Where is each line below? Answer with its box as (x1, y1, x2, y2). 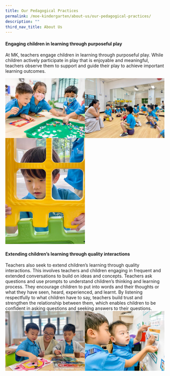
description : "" (5, 19, 40, 24)
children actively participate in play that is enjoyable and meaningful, (5, 57, 149, 64)
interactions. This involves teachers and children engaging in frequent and (5, 268, 161, 274)
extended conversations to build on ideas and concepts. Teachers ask (5, 273, 153, 279)
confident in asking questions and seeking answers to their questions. (5, 305, 152, 311)
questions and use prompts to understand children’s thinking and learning (5, 278, 160, 284)
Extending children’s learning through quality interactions (5, 251, 130, 257)
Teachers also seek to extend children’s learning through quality (5, 262, 140, 268)
